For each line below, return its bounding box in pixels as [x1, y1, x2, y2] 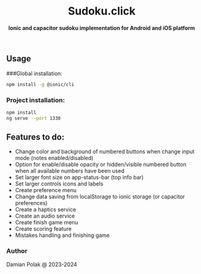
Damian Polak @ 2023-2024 [6, 261, 77, 268]
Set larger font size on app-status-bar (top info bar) [15, 174, 144, 181]
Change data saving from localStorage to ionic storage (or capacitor [15, 193, 185, 201]
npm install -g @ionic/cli [6, 81, 74, 87]
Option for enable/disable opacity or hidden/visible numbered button [15, 161, 186, 168]
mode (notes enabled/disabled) [15, 155, 94, 162]
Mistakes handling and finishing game [15, 232, 110, 239]
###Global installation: [6, 70, 62, 77]
